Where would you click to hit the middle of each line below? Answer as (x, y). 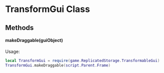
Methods (19, 28)
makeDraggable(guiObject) (34, 40)
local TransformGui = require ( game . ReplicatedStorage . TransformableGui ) (82, 60)
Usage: (12, 51)
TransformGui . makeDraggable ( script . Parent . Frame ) (58, 65)
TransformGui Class (47, 9)
